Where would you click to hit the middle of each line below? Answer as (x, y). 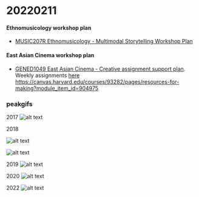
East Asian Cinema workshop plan (50, 55)
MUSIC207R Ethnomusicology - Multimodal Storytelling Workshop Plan (104, 41)
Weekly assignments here (47, 75)
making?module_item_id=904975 (57, 88)
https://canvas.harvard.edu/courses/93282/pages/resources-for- (97, 81)
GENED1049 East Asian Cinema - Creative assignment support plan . (100, 69)
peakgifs (19, 104)
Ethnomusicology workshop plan (49, 27)
